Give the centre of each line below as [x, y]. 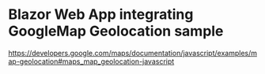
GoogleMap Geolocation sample [116, 31]
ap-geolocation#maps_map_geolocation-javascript [91, 61]
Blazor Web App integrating [101, 15]
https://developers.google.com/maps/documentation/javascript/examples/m [132, 53]
